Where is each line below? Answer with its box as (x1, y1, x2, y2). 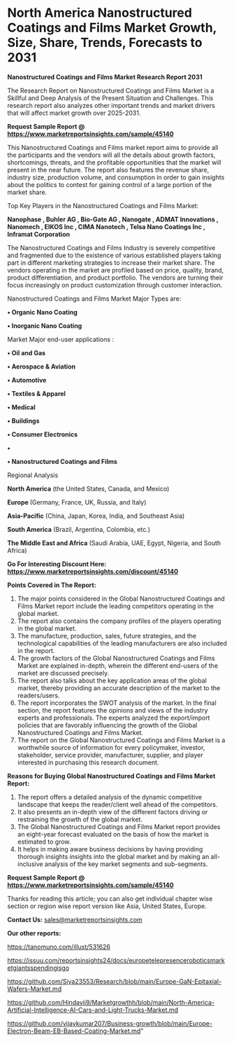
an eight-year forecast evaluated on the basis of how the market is (17, 830, 210, 838)
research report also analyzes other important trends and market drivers (7, 101, 215, 109)
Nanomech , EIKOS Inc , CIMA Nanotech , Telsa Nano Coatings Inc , (7, 222, 205, 231)
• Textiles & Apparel (7, 389, 66, 397)
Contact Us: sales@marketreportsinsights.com (7, 915, 143, 924)
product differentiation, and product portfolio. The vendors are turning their (7, 273, 224, 282)
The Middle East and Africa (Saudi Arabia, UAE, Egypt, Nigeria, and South (7, 538, 221, 547)
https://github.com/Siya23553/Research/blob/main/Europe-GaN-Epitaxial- (7, 977, 222, 985)
